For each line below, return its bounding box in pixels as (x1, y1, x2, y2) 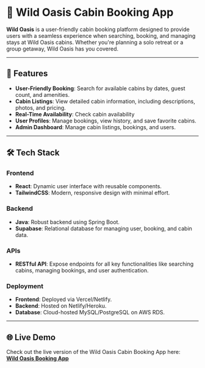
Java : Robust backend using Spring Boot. (15, 218, 120, 225)
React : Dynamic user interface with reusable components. (15, 183, 162, 190)
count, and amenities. (15, 91, 70, 98)
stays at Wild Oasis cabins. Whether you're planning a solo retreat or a (6, 38, 184, 46)
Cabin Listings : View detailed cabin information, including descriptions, (15, 97, 195, 105)
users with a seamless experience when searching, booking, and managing (6, 32, 196, 39)
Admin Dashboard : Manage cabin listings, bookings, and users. (15, 123, 176, 130)
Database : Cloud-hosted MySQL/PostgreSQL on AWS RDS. (15, 309, 165, 316)
